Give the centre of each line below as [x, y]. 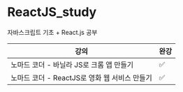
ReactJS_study [52, 12]
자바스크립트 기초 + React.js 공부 [52, 32]
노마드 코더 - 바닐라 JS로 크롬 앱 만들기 [72, 65]
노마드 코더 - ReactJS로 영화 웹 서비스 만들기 [81, 77]
